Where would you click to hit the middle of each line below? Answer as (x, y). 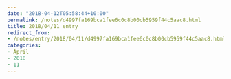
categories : (24, 45)
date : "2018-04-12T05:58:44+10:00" (58, 13)
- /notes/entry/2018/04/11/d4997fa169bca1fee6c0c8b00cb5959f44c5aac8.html (117, 39)
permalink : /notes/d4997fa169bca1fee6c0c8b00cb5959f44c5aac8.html (104, 20)
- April (18, 52)
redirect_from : (29, 33)
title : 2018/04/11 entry (43, 26)
